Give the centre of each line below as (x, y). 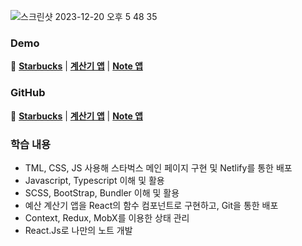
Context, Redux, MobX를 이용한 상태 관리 (107, 217)
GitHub (28, 93)
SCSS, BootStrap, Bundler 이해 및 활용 (102, 192)
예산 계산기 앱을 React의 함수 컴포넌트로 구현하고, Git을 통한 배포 (151, 205)
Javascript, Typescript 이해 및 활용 (94, 180)
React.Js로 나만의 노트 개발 (78, 230)
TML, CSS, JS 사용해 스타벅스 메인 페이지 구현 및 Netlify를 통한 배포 (158, 167)
